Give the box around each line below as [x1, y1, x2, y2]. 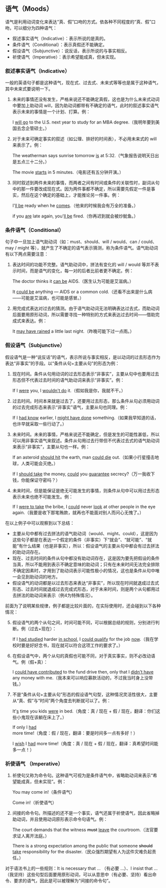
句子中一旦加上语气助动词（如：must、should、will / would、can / [5, 239, 140, 245]
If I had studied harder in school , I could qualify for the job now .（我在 [12, 636, 154, 642]
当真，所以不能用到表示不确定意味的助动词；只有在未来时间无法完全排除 [12, 561, 160, 567]
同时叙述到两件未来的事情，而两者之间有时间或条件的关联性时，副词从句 [12, 180, 160, 186]
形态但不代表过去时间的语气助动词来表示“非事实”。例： [12, 377, 125, 383]
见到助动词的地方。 [21, 574, 60, 580]
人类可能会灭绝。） [21, 460, 58, 466]
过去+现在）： [29, 626, 57, 632]
